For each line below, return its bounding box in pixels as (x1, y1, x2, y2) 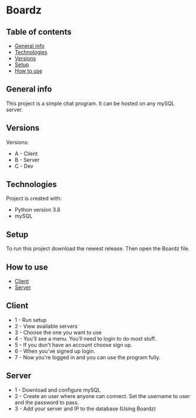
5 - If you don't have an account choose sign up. (14, 341, 133, 348)
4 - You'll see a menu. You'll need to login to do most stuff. (14, 335, 157, 342)
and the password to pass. (14, 399, 79, 406)
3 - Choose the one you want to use (14, 329, 102, 336)
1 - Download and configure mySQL (14, 386, 101, 393)
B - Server (14, 156, 40, 163)
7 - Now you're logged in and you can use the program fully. (14, 354, 161, 361)
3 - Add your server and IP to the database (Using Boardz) (14, 405, 157, 412)
